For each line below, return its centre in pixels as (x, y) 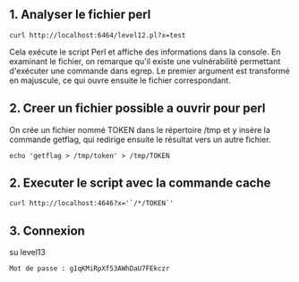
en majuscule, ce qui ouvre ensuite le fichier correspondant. (120, 80)
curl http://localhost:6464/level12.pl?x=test (98, 35)
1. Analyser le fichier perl (80, 15)
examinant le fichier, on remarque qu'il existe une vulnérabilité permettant (145, 61)
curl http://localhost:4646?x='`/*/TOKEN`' (92, 203)
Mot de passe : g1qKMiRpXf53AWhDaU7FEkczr (90, 269)
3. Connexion (47, 231)
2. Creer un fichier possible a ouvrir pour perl (137, 108)
